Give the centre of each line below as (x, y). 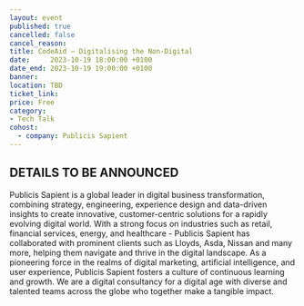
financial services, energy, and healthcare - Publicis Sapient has (130, 233)
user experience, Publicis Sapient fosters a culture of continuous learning (147, 271)
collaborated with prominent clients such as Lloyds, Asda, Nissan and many (151, 242)
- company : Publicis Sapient (73, 136)
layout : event (36, 18)
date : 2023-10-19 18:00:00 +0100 (81, 60)
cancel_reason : (38, 43)
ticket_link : (34, 94)
